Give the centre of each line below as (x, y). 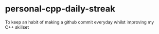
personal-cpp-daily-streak (60, 9)
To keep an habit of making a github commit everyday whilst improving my (79, 22)
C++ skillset (17, 27)
